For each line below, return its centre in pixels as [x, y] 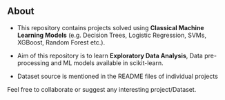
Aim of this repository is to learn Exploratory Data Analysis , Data [110, 55]
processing [33, 63]
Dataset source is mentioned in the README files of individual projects [118, 76]
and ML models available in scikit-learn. [107, 63]
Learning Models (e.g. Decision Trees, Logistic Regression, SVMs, [112, 35]
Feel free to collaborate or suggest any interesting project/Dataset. [102, 89]
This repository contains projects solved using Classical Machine [111, 27]
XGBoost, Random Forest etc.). [61, 42]
